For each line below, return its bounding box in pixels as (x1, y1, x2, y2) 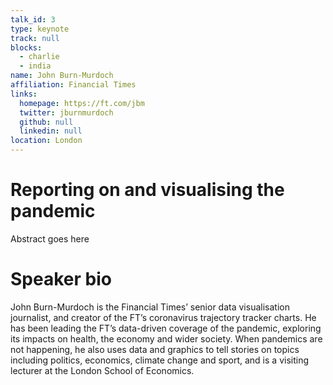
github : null (19, 117, 74, 127)
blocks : (10, 42, 43, 53)
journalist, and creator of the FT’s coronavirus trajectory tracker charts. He (10, 311, 317, 323)
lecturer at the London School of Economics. (10, 364, 195, 376)
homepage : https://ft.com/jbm (19, 98, 145, 108)
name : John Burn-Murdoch (10, 71, 114, 81)
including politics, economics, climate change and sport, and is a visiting (10, 354, 310, 366)
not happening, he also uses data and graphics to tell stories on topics (10, 343, 300, 355)
